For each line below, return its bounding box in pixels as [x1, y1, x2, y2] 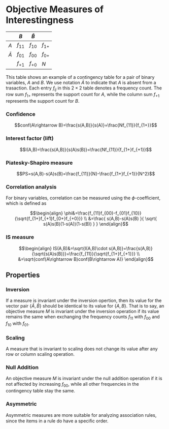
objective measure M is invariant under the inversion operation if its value [6, 309, 159, 315]
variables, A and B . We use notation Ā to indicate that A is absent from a [6, 79, 156, 85]
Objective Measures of [6, 4, 104, 15]
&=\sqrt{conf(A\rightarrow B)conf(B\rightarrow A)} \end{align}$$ [18, 256, 154, 262]
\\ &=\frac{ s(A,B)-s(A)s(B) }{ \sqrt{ [84, 216, 157, 222]
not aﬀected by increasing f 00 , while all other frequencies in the [6, 381, 139, 388]
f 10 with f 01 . [6, 320, 30, 327]
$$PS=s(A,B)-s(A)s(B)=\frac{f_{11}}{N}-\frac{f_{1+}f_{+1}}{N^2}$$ [16, 170, 155, 176]
